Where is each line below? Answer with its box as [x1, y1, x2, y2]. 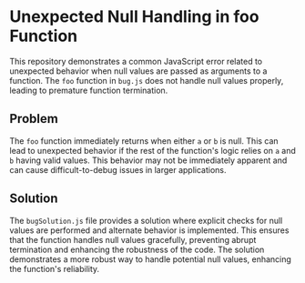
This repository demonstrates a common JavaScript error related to [9, 56, 263, 66]
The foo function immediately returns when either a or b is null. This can [9, 135, 280, 147]
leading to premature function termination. [9, 85, 168, 96]
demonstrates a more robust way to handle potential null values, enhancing [9, 253, 291, 265]
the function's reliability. [9, 263, 100, 274]
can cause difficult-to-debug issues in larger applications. [9, 164, 227, 175]
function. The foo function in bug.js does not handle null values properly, [9, 75, 284, 86]
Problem [9, 111, 59, 126]
